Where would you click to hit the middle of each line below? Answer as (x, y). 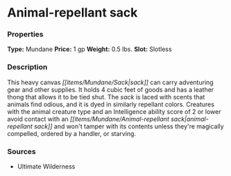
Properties (25, 35)
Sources (22, 151)
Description (27, 67)
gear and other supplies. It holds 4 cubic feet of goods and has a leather (111, 89)
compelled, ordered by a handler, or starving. (72, 133)
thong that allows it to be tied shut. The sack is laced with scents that (106, 97)
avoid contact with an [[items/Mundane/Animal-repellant (88, 119)
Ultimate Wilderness (46, 166)
